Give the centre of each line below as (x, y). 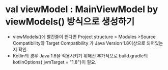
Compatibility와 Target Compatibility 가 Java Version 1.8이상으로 (79, 43)
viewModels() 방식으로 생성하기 (70, 22)
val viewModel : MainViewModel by (82, 9)
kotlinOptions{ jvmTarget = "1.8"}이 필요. (54, 62)
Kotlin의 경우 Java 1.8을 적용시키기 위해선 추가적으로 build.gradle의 (80, 56)
